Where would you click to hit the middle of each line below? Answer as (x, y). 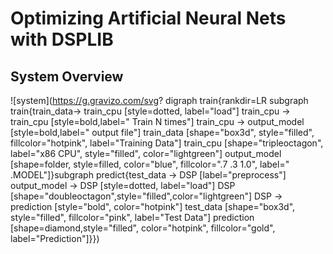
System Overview (67, 76)
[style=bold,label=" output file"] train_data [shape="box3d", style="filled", (162, 132)
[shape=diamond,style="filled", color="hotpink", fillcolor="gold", (143, 228)
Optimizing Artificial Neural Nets (148, 18)
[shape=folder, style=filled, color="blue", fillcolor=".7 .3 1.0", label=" (150, 164)
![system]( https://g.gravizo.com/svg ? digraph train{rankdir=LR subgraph (159, 100)
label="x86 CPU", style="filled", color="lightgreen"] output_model (146, 153)
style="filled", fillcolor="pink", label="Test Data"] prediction (132, 217)
